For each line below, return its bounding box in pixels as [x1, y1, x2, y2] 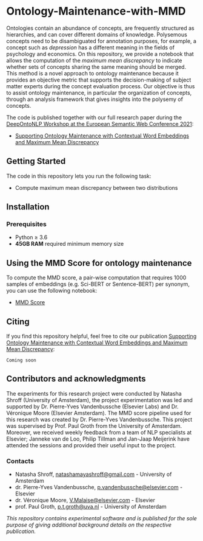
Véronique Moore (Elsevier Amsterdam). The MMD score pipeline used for [6, 409, 191, 416]
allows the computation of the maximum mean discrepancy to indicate [6, 57, 182, 64]
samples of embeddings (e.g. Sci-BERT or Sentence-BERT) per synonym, [6, 281, 190, 288]
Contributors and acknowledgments [6, 374, 146, 384]
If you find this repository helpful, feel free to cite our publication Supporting [6, 333, 197, 340]
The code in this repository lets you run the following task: [6, 172, 151, 180]
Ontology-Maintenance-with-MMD [6, 4, 186, 18]
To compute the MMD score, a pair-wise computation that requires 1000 [6, 274, 187, 281]
